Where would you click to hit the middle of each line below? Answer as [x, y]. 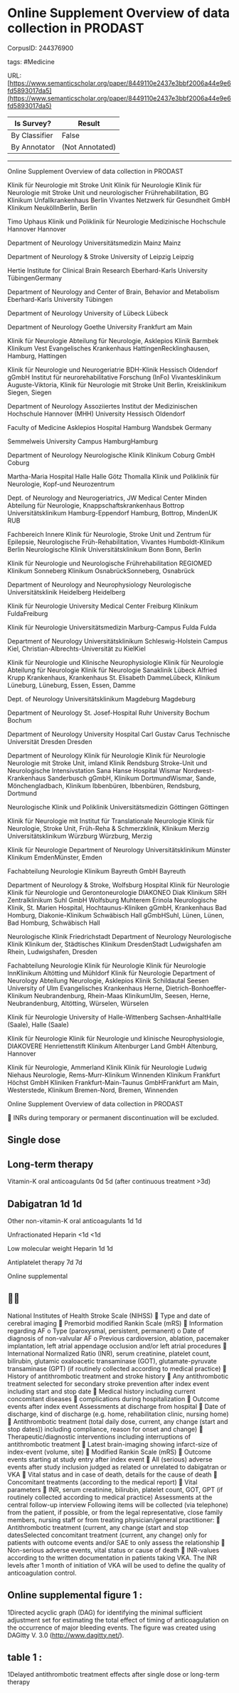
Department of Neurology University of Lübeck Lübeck [88, 313]
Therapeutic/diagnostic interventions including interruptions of [99, 1437]
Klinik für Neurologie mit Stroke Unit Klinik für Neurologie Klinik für [105, 185]
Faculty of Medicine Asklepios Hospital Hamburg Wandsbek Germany [110, 427]
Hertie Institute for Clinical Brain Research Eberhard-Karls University [107, 270]
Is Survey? [33, 123]
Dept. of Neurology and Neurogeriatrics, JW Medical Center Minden [107, 498]
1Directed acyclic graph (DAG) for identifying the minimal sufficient [105, 1612]
